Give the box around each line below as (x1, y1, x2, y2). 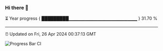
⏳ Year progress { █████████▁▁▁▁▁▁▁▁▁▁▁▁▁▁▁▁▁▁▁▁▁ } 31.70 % (5, 15, 158, 21)
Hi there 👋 (5, 4, 29, 11)
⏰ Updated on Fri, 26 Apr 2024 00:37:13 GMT (5, 31, 97, 37)
